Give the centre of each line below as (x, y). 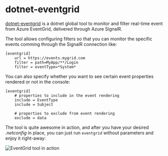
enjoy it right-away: (25, 138)
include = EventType (36, 100)
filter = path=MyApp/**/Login (47, 62)
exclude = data (31, 118)
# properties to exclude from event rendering (65, 113)
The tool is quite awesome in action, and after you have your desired (77, 127)
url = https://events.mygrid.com (50, 58)
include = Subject (34, 105)
